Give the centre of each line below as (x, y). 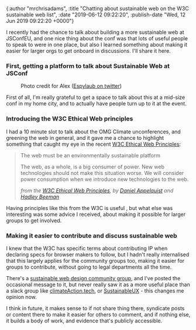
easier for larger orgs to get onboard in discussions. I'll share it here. (88, 51)
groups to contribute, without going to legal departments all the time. (89, 267)
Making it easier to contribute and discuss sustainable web (92, 235)
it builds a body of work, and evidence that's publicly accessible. (84, 321)
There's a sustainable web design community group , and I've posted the (93, 278)
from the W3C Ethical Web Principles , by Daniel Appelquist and (97, 190)
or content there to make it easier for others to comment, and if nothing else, (98, 314)
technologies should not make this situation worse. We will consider (102, 173)
